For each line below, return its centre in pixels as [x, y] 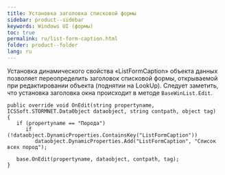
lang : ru [20, 52]
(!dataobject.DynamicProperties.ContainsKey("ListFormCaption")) [102, 135]
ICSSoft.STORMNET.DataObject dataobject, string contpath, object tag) [111, 111]
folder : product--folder [43, 45]
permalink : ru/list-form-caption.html [62, 39]
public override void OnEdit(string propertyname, [81, 105]
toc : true [21, 32]
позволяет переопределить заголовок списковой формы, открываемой [113, 78]
